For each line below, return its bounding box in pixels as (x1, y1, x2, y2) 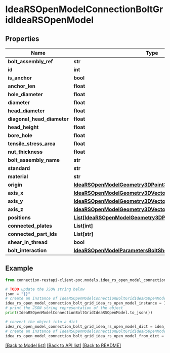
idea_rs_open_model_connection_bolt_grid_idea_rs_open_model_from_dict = (5, 333, 164, 338)
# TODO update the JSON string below (5, 287, 85, 292)
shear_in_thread (8, 239, 48, 246)
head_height (8, 124, 39, 130)
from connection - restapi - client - (5, 277, 76, 283)
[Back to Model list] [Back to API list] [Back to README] (5, 342, 121, 348)
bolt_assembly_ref (8, 58, 53, 65)
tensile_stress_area (8, 140, 56, 147)
